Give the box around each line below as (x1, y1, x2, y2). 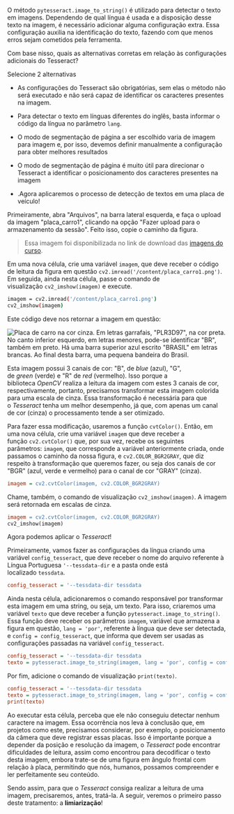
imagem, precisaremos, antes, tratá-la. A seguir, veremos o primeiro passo (7, 791, 221, 799)
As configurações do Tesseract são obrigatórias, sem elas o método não (17, 84, 226, 91)
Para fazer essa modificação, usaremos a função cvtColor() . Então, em (7, 422, 214, 430)
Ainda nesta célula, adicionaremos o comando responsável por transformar (7, 595, 224, 603)
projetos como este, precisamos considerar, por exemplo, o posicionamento (7, 725, 226, 734)
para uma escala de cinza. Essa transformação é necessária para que (7, 394, 208, 402)
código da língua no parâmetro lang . (17, 119, 122, 128)
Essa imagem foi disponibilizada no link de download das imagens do (24, 239, 224, 247)
